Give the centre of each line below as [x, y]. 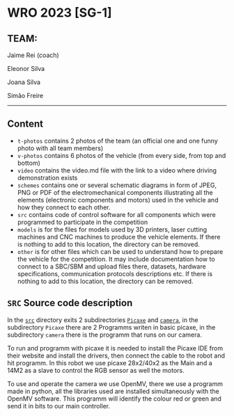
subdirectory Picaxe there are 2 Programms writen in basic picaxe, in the [111, 327]
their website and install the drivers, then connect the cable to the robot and [116, 355]
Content [25, 124]
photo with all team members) [60, 148]
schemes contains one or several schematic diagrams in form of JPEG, [117, 185]
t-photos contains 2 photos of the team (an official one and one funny [117, 141]
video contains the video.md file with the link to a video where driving [117, 170]
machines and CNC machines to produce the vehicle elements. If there [119, 237]
